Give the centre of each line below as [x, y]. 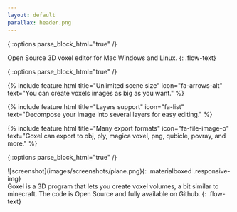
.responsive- [212, 171]
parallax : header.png [39, 22]
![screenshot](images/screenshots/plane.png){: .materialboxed [100, 171]
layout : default [31, 15]
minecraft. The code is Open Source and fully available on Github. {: [107, 193]
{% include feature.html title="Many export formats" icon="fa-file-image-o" [118, 128]
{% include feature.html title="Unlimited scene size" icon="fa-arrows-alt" [115, 85]
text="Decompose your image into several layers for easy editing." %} [110, 114]
